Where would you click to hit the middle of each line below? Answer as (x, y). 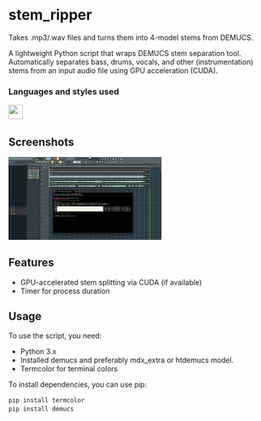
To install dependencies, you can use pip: (78, 384)
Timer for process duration (65, 291)
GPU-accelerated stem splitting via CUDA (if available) (111, 282)
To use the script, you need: (55, 336)
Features (31, 263)
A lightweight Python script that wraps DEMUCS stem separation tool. (125, 53)
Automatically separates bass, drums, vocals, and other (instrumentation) (131, 62)
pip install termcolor (47, 401)
